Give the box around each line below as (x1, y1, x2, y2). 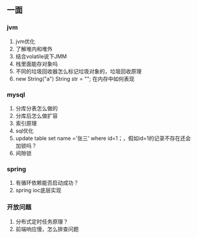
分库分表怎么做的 (15, 105, 58, 112)
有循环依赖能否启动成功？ (15, 179, 79, 187)
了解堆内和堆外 (15, 45, 53, 52)
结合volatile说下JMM (15, 53, 67, 60)
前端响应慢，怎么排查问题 (15, 225, 79, 233)
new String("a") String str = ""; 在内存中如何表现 (15, 75, 135, 82)
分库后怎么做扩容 (15, 112, 58, 119)
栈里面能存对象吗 (15, 60, 58, 67)
